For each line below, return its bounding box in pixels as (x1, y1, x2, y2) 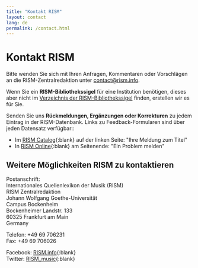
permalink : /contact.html (6, 25, 70, 31)
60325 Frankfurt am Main (6, 213, 69, 220)
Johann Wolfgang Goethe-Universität (6, 194, 98, 202)
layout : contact (6, 14, 46, 20)
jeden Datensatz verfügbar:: (6, 125, 75, 132)
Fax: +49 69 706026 (6, 238, 56, 244)
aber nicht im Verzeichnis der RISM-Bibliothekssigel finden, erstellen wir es (6, 94, 190, 101)
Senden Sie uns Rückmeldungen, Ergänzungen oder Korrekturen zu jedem (6, 112, 193, 119)
